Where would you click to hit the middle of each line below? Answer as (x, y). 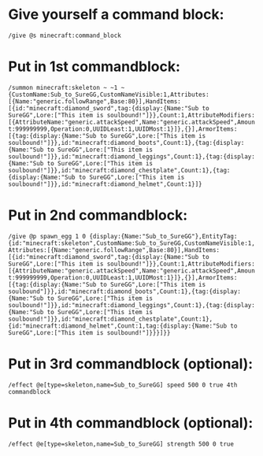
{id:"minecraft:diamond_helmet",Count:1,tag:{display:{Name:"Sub (117, 326)
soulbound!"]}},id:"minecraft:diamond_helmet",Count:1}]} (105, 184)
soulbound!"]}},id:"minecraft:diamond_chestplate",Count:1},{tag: (119, 170)
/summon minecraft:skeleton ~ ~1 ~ (67, 87)
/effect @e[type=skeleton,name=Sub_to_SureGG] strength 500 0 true (121, 444)
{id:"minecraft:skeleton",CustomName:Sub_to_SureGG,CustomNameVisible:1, (132, 243)
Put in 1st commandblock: (94, 67)
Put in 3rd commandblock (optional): (131, 364)
